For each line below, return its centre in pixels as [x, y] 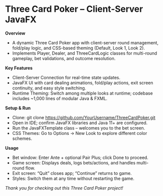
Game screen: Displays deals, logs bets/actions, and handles [74, 163]
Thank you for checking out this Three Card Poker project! [64, 188]
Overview [15, 33]
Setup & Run [18, 108]
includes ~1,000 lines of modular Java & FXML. [60, 98]
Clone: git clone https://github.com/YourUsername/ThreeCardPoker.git [84, 117]
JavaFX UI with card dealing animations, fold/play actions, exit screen [82, 83]
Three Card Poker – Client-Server [74, 9]
